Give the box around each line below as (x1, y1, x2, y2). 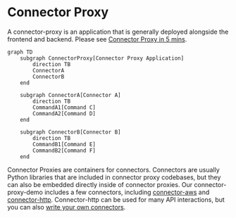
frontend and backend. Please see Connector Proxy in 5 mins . (7, 34, 187, 43)
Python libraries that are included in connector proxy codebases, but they (7, 173, 221, 181)
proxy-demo (7, 188, 44, 196)
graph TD (7, 49, 33, 56)
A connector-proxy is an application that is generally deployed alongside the (7, 27, 229, 36)
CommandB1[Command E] (32, 141, 97, 148)
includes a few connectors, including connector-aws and (44, 188, 210, 196)
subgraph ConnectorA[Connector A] (20, 91, 121, 98)
